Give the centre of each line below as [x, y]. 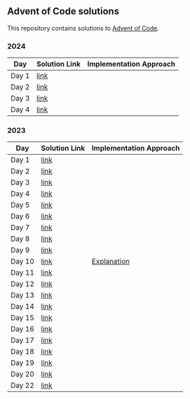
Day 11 [22, 273]
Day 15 [22, 318]
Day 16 [22, 329]
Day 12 [22, 284]
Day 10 [22, 262]
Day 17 [22, 341]
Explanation [111, 262]
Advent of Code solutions [63, 11]
